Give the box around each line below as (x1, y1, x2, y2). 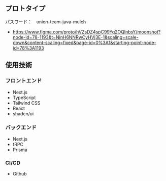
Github (12, 171, 27, 177)
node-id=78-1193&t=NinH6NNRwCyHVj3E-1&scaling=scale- (12, 34, 139, 40)
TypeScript (12, 95, 36, 101)
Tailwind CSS (12, 100, 41, 106)
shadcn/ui (12, 110, 34, 117)
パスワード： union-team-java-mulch (5, 19, 86, 25)
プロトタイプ (5, 4, 46, 13)
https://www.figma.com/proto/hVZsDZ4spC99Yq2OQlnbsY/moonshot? (12, 29, 161, 35)
